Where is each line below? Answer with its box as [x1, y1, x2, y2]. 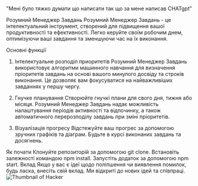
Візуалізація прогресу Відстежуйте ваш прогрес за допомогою [14, 125, 174, 131]
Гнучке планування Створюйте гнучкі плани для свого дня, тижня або [14, 94, 192, 101]
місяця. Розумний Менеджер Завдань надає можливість [14, 101, 159, 108]
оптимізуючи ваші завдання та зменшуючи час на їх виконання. [6, 35, 168, 42]
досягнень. [14, 137, 43, 144]
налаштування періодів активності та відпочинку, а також [14, 107, 161, 114]
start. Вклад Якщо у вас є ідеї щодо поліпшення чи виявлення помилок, [6, 161, 187, 168]
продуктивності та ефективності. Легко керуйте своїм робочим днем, [6, 29, 183, 36]
